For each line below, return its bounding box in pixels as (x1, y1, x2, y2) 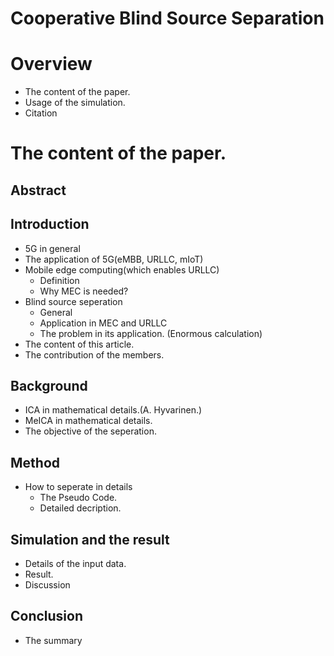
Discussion (24, 578, 71, 591)
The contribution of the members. (24, 348, 165, 361)
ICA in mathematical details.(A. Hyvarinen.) (24, 404, 203, 416)
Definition (39, 274, 80, 286)
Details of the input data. (24, 557, 127, 569)
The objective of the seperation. (24, 425, 157, 437)
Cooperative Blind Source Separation (10, 7, 325, 30)
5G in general (24, 242, 81, 254)
